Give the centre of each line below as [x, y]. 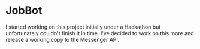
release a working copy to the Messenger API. [63, 39]
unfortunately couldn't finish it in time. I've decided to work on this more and [100, 33]
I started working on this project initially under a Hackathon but [83, 27]
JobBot [24, 10]
